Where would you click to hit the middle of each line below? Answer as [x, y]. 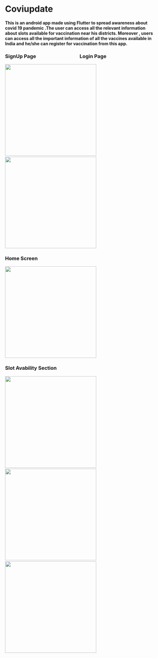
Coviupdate [29, 9]
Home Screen [21, 258]
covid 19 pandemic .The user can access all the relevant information [75, 28]
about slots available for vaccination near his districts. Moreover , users [79, 33]
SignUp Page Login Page [56, 56]
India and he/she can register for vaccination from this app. [66, 43]
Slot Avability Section [31, 368]
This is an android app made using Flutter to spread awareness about [76, 22]
